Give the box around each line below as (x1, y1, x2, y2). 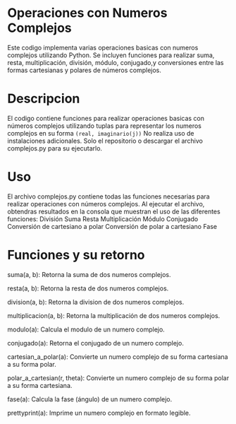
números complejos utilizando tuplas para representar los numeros (7, 122, 202, 130)
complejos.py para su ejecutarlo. (7, 143, 103, 153)
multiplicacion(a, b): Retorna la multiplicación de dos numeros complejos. (7, 311, 221, 319)
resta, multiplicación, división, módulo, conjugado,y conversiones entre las (7, 58, 224, 66)
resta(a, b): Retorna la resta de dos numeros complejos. (7, 284, 169, 293)
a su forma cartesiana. (7, 381, 73, 389)
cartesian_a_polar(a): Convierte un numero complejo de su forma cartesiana (7, 352, 228, 361)
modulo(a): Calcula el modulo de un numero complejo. (7, 325, 166, 334)
